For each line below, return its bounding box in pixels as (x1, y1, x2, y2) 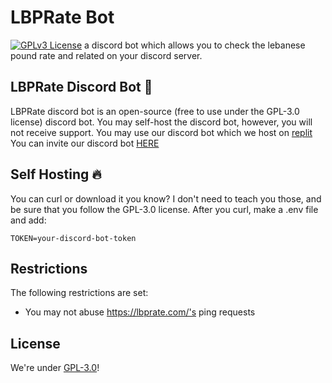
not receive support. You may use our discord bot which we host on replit (10, 126, 313, 138)
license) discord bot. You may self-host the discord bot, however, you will (10, 116, 313, 128)
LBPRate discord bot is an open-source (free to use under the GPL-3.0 (10, 105, 300, 117)
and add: (10, 214, 47, 226)
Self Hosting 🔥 (10, 166, 102, 183)
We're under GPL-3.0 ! (10, 362, 100, 374)
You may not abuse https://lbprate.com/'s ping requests (24, 306, 256, 318)
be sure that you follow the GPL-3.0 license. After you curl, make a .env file (10, 203, 319, 215)
